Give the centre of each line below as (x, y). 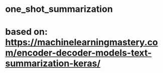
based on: (26, 32)
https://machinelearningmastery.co (81, 42)
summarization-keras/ (53, 64)
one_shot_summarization (59, 9)
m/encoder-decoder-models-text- (78, 53)
